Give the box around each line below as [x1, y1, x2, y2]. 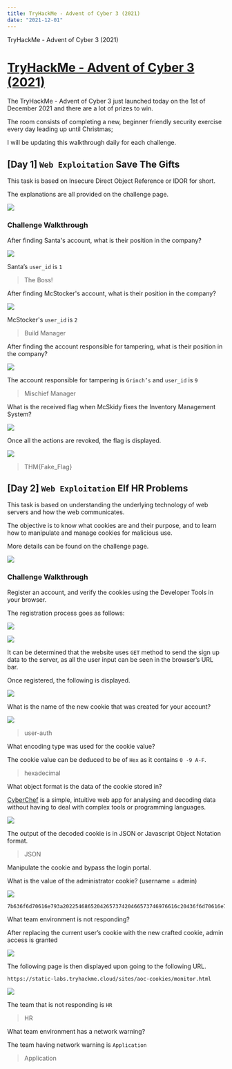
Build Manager [23, 328, 66, 337]
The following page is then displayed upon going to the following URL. [7, 962, 207, 970]
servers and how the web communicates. [7, 508, 125, 516]
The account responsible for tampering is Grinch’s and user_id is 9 [7, 375, 198, 384]
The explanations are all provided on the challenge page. [7, 190, 169, 199]
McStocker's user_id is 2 [7, 315, 78, 324]
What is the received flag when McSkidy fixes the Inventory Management [7, 402, 216, 411]
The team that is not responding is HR [7, 1000, 113, 1008]
